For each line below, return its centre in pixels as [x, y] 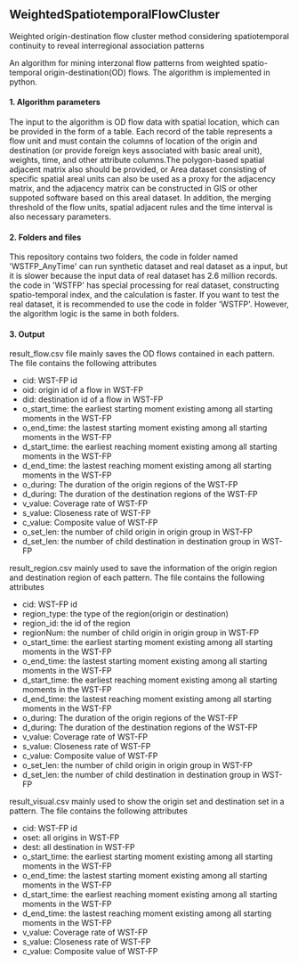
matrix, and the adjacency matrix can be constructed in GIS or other [133, 188]
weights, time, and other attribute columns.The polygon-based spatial [137, 160]
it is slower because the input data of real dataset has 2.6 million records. [143, 276]
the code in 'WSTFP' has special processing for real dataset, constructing [145, 285]
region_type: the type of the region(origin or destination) [125, 614]
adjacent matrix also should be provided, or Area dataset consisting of [138, 169]
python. [23, 82]
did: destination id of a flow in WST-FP [93, 399]
